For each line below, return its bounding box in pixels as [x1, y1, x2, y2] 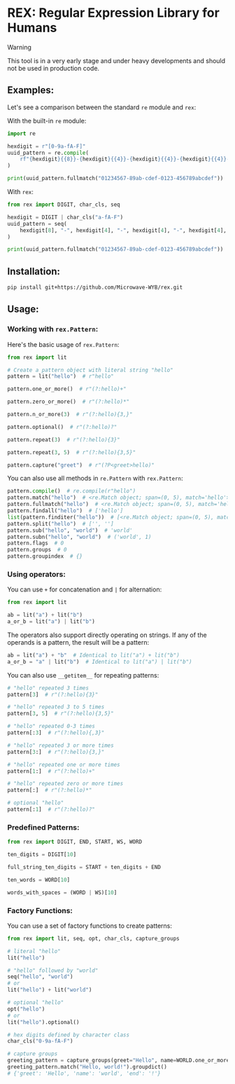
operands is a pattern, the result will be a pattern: [7, 638, 149, 646]
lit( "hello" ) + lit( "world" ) [7, 987, 92, 994]
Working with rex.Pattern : [7, 324, 99, 334]
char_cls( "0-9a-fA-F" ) [7, 1038, 73, 1045]
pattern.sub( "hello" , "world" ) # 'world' [7, 527, 133, 534]
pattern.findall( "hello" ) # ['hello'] [7, 507, 124, 514]
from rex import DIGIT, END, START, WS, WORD [7, 839, 142, 846]
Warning [7, 43, 31, 51]
